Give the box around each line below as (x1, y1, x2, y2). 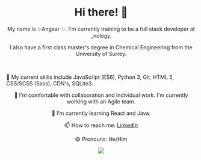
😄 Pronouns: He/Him (75, 135, 128, 143)
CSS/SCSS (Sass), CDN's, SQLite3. (6, 79, 93, 87)
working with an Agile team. (66, 97, 136, 105)
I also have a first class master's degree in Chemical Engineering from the (10, 43, 193, 51)
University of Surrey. (75, 50, 127, 57)
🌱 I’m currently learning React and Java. (51, 109, 151, 117)
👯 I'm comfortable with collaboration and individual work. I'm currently (14, 91, 188, 99)
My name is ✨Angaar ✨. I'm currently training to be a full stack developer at (7, 25, 196, 32)
